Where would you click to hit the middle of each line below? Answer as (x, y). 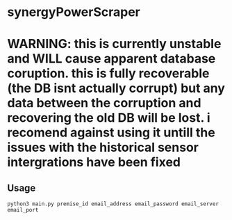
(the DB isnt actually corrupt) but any (116, 88)
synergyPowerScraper (74, 12)
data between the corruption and (104, 103)
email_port (23, 210)
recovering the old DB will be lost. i (109, 118)
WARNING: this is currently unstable (114, 44)
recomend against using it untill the (111, 133)
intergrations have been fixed (94, 163)
